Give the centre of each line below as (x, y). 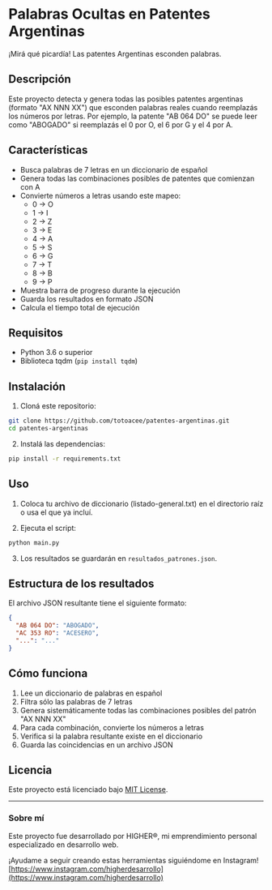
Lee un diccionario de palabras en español (91, 693)
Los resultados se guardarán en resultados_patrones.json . (118, 558)
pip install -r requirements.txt (65, 459)
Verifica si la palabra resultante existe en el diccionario (111, 736)
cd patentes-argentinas (49, 429)
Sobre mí (26, 818)
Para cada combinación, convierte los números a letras (112, 727)
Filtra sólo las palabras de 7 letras (76, 701)
